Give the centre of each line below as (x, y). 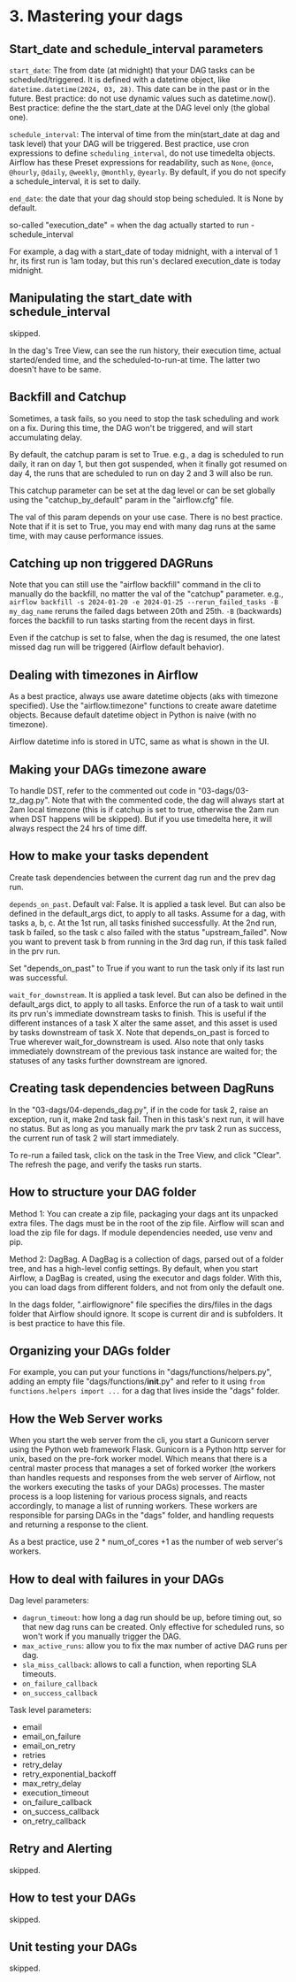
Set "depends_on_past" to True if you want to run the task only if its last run (147, 968)
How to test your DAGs (73, 1898)
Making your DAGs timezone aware (108, 769)
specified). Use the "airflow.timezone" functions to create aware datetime (143, 706)
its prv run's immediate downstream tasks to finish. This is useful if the (138, 1013)
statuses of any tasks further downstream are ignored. (108, 1060)
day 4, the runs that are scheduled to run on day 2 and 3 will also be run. (141, 473)
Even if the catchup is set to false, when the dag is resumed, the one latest (145, 638)
